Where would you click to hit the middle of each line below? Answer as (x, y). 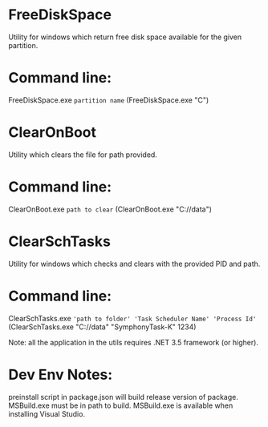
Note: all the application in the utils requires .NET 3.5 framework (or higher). (134, 342)
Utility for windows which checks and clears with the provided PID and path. (134, 264)
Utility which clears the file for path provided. (83, 155)
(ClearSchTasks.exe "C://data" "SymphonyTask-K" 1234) (102, 327)
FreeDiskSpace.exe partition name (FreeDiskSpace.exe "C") (109, 100)
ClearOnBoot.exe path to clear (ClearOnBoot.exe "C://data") (110, 209)
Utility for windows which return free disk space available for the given (125, 37)
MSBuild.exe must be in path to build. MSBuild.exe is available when (121, 405)
